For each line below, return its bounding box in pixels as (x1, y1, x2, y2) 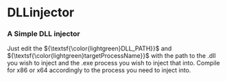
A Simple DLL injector (7, 29, 80, 39)
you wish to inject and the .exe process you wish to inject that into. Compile (7, 59, 221, 67)
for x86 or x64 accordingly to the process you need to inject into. (7, 66, 191, 74)
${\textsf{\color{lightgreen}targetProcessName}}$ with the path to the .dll (7, 52, 216, 60)
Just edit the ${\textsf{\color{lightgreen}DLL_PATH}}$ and (7, 44, 172, 52)
